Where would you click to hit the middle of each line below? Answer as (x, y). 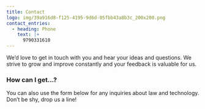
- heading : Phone (34, 29)
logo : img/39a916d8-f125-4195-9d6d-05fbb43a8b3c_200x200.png (86, 18)
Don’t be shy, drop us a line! (42, 100)
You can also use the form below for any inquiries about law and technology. (103, 93)
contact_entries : (28, 23)
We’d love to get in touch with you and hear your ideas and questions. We (99, 58)
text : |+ (28, 35)
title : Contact (26, 12)
